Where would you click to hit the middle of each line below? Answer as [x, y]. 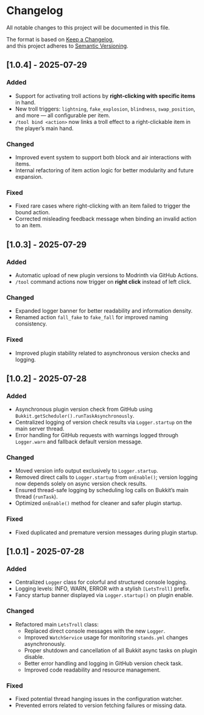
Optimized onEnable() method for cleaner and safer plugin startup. [99, 503]
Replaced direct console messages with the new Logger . [95, 631]
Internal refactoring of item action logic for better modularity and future [104, 170]
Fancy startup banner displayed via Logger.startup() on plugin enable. [104, 595]
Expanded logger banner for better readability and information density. [104, 311]
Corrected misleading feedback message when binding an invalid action [106, 219]
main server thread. [40, 429]
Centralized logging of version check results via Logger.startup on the [104, 423]
